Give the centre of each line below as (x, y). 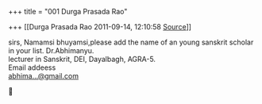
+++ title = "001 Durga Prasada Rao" (68, 12)
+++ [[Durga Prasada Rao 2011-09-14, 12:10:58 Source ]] (100, 27)
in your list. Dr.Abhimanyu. (51, 50)
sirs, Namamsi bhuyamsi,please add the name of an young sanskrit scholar (131, 42)
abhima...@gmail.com (44, 76)
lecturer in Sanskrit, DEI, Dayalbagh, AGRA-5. (82, 59)
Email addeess (32, 67)
